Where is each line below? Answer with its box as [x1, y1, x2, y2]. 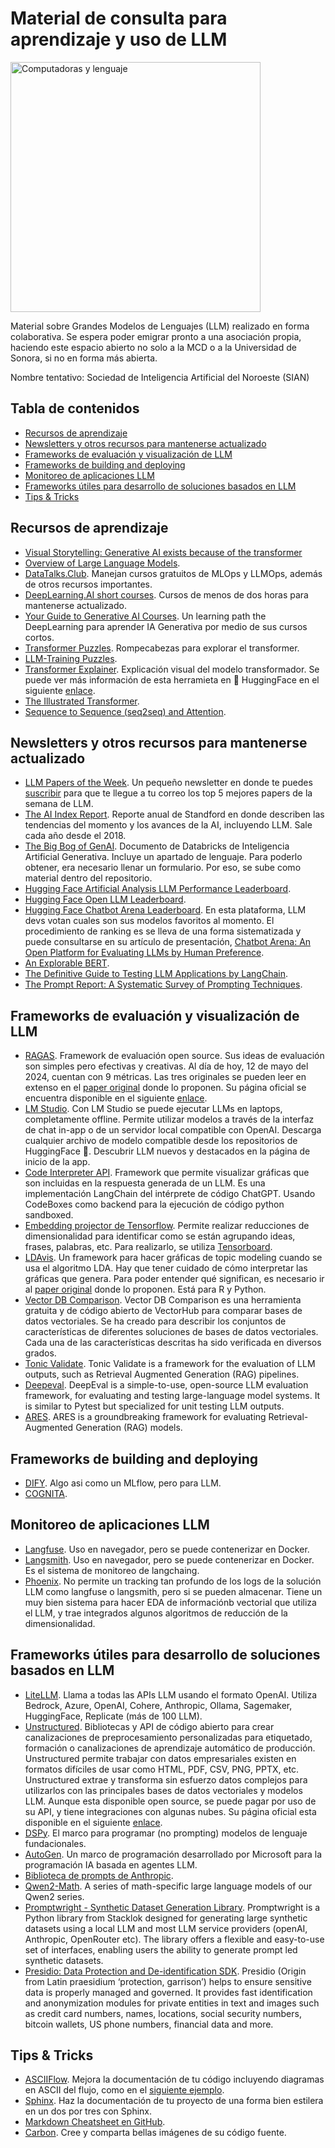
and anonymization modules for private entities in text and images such [24, 1997, 320, 2009]
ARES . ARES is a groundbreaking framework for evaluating [24, 1411, 267, 1423]
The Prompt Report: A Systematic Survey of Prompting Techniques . [24, 978, 303, 991]
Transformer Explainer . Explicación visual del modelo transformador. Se [24, 663, 320, 675]
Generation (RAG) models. [75, 1422, 183, 1434]
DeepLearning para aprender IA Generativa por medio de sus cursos [24, 620, 308, 632]
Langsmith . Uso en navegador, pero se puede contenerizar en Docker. [24, 1553, 315, 1566]
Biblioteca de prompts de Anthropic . [24, 1869, 174, 1881]
